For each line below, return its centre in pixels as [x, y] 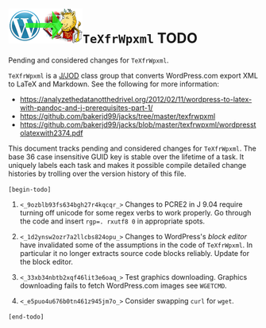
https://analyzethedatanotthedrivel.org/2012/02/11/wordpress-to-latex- [136, 99]
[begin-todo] [30, 189]
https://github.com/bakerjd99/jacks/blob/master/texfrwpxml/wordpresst [138, 124]
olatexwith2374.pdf [51, 133]
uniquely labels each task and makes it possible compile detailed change [127, 165]
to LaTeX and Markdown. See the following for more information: [114, 84]
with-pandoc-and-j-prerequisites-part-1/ [86, 108]
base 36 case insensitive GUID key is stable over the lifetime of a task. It [126, 156]
